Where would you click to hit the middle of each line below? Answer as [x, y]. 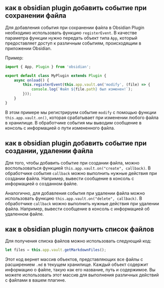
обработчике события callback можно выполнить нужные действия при [81, 173]
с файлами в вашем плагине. [36, 280]
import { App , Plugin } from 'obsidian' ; [48, 67]
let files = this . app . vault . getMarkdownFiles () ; [56, 250]
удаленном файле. [25, 214]
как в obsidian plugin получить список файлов [80, 229]
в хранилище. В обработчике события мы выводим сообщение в [73, 122]
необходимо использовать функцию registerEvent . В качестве [71, 33]
